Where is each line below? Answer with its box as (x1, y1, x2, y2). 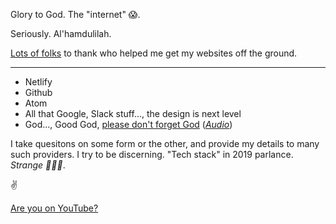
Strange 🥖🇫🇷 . (10, 159, 66, 171)
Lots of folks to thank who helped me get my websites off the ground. (10, 47, 298, 59)
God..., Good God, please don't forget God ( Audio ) (24, 119, 233, 130)
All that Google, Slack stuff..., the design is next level (24, 108, 242, 119)
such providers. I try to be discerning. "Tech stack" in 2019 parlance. (10, 149, 294, 160)
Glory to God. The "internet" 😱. (10, 9, 141, 20)
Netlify (24, 76, 53, 88)
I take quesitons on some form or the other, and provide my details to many (10, 138, 320, 149)
